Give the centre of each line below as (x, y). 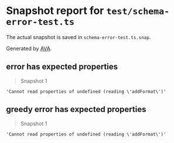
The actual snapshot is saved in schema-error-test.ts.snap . (79, 37)
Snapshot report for (55, 11)
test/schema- (138, 11)
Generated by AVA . (29, 48)
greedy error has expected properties (76, 109)
